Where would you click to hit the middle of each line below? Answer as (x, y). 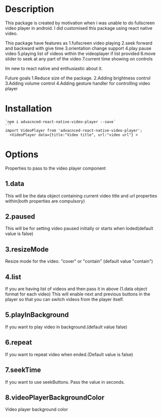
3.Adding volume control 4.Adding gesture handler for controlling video (78, 83)
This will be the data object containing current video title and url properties (81, 196)
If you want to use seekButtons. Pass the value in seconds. (65, 382)
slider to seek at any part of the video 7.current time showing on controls (79, 59)
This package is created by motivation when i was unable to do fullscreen (80, 23)
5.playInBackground (37, 315)
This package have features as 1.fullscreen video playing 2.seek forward (79, 43)
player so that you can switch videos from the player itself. (65, 299)
